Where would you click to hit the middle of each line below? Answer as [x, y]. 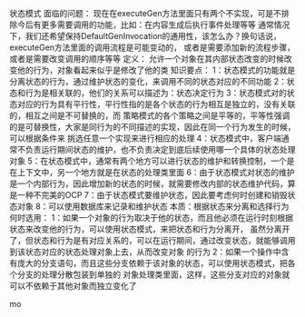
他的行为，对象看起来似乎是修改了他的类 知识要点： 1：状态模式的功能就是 [156, 70]
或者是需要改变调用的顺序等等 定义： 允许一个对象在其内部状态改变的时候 [147, 59]
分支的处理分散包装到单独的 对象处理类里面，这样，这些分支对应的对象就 [153, 274]
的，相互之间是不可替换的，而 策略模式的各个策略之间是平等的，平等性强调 [150, 115]
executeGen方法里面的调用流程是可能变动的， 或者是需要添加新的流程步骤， [152, 47]
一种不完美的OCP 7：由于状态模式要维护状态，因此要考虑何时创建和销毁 [152, 195]
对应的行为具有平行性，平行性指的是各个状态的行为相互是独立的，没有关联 [156, 104]
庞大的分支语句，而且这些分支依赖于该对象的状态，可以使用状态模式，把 [152, 263]
